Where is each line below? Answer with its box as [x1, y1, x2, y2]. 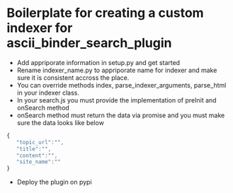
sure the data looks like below [16, 118, 104, 127]
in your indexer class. [16, 88, 79, 97]
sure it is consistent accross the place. [16, 73, 130, 82]
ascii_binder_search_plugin [6, 35, 172, 51]
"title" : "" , [16, 145, 52, 153]
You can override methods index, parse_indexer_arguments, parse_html [16, 81, 227, 89]
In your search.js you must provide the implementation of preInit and [16, 95, 217, 104]
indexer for [6, 20, 73, 36]
